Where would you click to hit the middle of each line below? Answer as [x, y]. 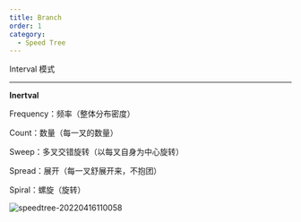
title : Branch [36, 17]
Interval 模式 [32, 69]
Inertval [24, 96]
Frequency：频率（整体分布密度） [72, 114]
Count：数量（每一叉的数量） [64, 133]
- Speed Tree [42, 43]
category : [28, 34]
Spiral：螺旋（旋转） [47, 190]
